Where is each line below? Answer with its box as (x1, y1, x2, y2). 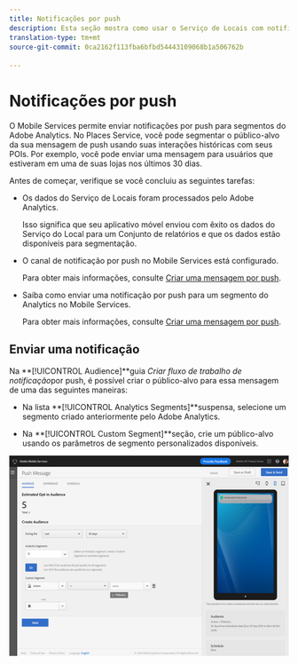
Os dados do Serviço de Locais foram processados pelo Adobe (21, 193, 255, 203)
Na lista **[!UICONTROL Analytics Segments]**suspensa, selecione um (21, 401, 286, 412)
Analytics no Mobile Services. (21, 299, 131, 310)
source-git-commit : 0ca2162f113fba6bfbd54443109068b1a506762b (9, 43, 244, 51)
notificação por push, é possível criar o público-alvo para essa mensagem (9, 375, 279, 385)
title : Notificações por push (9, 14, 122, 23)
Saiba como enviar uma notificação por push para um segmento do (21, 289, 269, 301)
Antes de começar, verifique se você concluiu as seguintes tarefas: (9, 176, 255, 186)
